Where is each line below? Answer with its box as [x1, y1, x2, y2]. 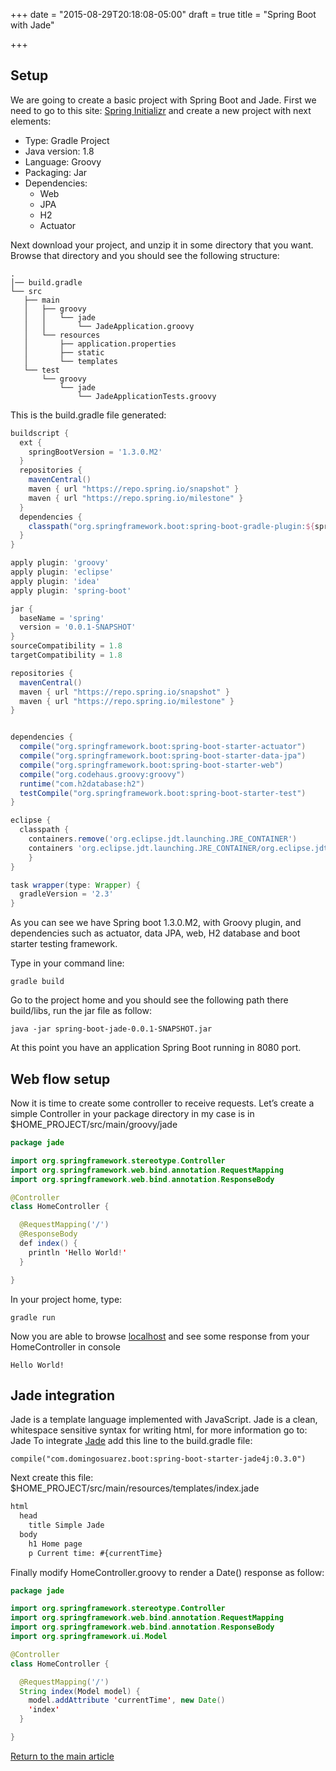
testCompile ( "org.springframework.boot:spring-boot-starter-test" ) [19, 788, 307, 798]
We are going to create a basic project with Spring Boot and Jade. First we [10, 94, 317, 106]
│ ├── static [23, 347, 105, 358]
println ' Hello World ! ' [28, 1247, 128, 1258]
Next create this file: [10, 1472, 94, 1484]
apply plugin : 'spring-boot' [10, 585, 132, 596]
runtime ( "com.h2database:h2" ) [19, 779, 145, 789]
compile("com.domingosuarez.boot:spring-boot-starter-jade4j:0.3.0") [10, 1454, 307, 1464]
